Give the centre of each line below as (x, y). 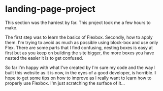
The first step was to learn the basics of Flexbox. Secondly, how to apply (79, 37)
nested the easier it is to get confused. (44, 58)
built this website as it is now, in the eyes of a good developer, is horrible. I (81, 72)
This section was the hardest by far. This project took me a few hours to (78, 23)
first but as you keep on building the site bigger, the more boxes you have (80, 53)
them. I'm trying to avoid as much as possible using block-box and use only (82, 42)
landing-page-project (50, 9)
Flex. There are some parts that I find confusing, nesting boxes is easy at (79, 47)
